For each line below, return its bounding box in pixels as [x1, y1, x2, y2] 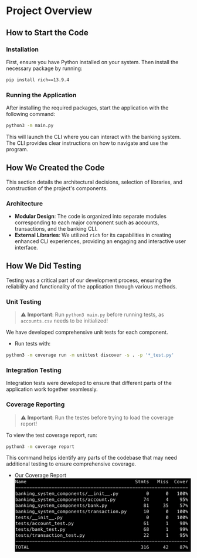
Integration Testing [6, 366, 62, 374]
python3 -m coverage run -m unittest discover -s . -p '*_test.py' [6, 352, 175, 358]
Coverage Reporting [6, 400, 65, 408]
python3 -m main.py [6, 122, 54, 129]
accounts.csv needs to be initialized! [20, 317, 108, 324]
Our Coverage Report [14, 472, 66, 479]
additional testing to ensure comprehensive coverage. [6, 460, 137, 467]
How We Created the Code [6, 163, 105, 173]
